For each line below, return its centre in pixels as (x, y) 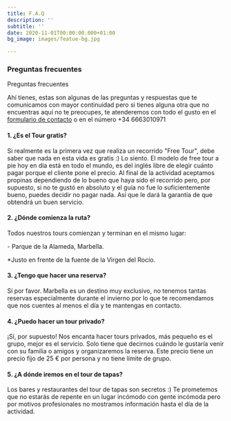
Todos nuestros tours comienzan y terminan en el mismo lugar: (97, 233)
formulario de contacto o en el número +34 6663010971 (87, 120)
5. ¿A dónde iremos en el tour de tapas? (65, 374)
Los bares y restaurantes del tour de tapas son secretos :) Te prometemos (112, 389)
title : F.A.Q (26, 13)
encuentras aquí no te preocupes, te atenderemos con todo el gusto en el (111, 112)
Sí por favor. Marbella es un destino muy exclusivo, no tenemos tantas (107, 291)
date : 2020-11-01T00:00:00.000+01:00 (61, 33)
